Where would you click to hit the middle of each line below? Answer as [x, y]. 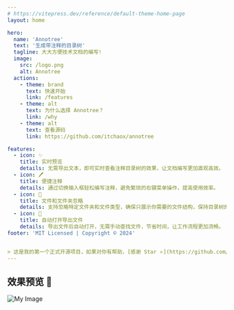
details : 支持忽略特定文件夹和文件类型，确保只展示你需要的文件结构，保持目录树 [122, 207]
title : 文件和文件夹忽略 [52, 201]
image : [23, 59]
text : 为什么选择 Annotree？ [65, 111]
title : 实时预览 [41, 162]
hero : [15, 33]
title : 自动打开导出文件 [52, 220]
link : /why [41, 117]
